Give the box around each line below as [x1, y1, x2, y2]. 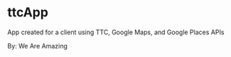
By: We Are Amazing [7, 41, 68, 50]
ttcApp [7, 4, 48, 21]
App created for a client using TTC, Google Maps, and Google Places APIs [7, 28, 225, 36]
